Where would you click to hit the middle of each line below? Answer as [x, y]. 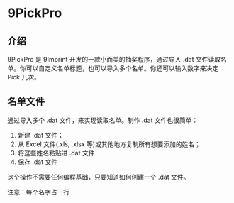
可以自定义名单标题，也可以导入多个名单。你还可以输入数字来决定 [122, 68]
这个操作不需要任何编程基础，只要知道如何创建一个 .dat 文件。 [99, 177]
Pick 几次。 [24, 77]
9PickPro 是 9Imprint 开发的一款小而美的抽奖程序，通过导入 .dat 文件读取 [114, 59]
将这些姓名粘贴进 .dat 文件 [56, 153]
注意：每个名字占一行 [38, 192]
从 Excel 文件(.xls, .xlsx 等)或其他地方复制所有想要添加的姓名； [109, 144]
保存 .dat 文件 [38, 162]
